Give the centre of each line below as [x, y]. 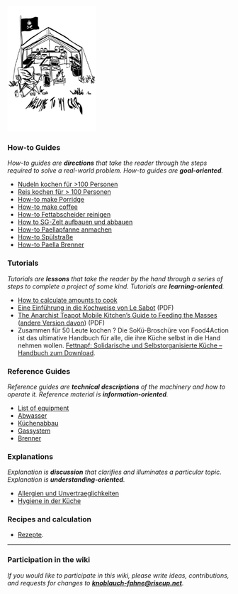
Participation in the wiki [49, 560]
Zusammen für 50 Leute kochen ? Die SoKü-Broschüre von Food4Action [123, 330]
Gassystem [34, 431]
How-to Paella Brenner [51, 245]
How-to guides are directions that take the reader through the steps [107, 163]
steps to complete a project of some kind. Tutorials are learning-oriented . [116, 286]
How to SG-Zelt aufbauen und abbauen [75, 222]
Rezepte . [30, 535]
